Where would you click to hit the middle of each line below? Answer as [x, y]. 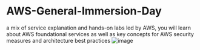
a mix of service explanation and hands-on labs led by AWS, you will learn [99, 28]
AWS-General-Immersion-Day [84, 11]
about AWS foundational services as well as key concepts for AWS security [100, 34]
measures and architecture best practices [58, 40]
